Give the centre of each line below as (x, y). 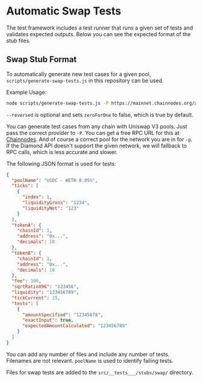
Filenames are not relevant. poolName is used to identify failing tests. (90, 360)
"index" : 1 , (37, 197)
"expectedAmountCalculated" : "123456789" (75, 326)
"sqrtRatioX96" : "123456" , (45, 287)
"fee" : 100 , (27, 281)
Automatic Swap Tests (64, 11)
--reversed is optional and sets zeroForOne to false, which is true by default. (100, 114)
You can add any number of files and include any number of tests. (88, 354)
